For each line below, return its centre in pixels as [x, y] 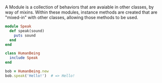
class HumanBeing [23, 53]
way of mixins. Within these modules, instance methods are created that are [81, 12]
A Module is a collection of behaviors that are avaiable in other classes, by [80, 7]
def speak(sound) [27, 31]
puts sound [25, 35]
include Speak [24, 58]
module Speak [18, 26]
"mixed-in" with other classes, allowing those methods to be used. [72, 17]
